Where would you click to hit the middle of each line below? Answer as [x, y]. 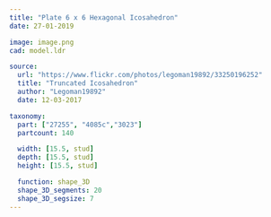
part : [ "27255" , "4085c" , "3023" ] [80, 125]
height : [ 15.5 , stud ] [58, 166]
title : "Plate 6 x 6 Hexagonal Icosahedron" [94, 17]
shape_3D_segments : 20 [60, 190]
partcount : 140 [46, 133]
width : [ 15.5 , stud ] [56, 149]
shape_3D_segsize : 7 [56, 198]
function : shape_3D [54, 182]
